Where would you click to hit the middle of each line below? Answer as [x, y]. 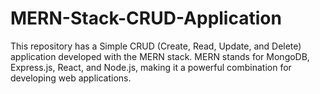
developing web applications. [71, 78]
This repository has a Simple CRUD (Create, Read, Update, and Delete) [156, 46]
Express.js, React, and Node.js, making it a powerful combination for [151, 67]
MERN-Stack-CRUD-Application [146, 18]
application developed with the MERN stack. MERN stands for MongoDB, [160, 56]
